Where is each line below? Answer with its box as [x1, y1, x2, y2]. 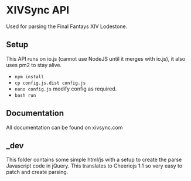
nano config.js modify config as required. [14, 85, 117, 92]
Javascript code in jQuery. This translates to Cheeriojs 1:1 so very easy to [6, 162, 183, 169]
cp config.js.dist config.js [14, 80, 86, 86]
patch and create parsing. [6, 169, 69, 176]
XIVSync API [6, 4, 70, 17]
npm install [14, 74, 44, 79]
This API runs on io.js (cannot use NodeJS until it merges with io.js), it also [6, 55, 186, 62]
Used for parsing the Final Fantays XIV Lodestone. [6, 23, 128, 30]
